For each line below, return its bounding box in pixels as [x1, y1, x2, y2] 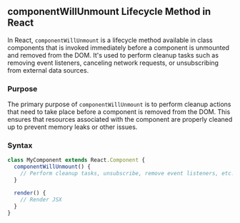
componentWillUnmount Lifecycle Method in [7, 6, 211, 18]
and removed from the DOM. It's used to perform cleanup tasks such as [7, 51, 219, 59]
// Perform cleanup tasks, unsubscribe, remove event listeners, [20, 170, 219, 177]
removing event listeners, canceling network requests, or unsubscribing [7, 58, 219, 67]
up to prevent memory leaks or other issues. [7, 123, 138, 131]
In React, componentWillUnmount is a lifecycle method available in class [7, 36, 213, 44]
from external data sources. [7, 66, 89, 74]
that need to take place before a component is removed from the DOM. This [7, 108, 231, 116]
